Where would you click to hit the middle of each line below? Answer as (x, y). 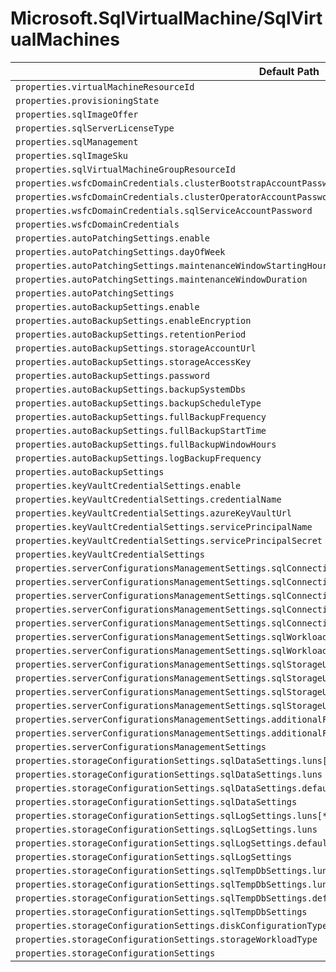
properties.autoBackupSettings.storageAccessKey (133, 361)
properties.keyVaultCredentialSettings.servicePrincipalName (164, 526)
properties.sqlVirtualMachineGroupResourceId (125, 169)
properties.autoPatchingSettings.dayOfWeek (120, 251)
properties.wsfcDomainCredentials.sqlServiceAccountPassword (164, 210)
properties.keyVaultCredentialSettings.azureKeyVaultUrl (153, 513)
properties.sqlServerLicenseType (95, 128)
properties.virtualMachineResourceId (105, 86)
